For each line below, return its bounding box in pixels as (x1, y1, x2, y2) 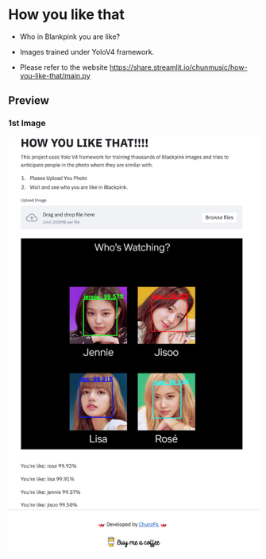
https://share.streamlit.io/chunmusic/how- (110, 62, 248, 72)
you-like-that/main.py (19, 71, 91, 80)
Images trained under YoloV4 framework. (19, 47, 155, 56)
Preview (8, 94, 50, 108)
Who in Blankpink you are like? (19, 32, 121, 41)
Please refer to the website (19, 62, 109, 72)
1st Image (8, 117, 46, 128)
